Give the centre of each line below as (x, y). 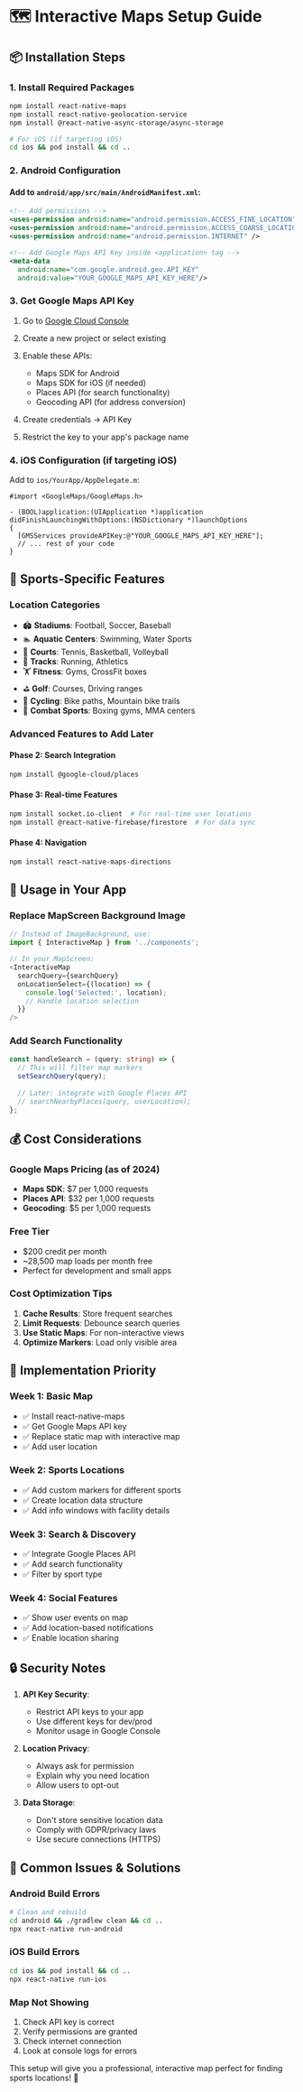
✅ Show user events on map (75, 1618)
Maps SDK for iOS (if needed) (91, 383)
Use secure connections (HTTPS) (98, 1839)
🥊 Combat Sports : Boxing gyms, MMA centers (109, 710)
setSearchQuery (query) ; (62, 1077)
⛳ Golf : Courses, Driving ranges (82, 688)
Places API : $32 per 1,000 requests (88, 1199)
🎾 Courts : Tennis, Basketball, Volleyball (95, 652)
